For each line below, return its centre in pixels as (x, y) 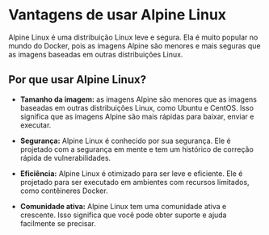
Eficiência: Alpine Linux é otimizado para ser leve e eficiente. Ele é (131, 173)
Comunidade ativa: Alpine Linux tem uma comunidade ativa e (123, 206)
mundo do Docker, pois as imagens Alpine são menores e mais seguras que (134, 45)
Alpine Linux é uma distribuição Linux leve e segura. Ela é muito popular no (133, 37)
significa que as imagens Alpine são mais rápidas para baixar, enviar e (137, 116)
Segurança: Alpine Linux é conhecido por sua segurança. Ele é (126, 141)
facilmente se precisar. (58, 223)
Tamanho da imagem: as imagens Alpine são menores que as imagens (138, 99)
